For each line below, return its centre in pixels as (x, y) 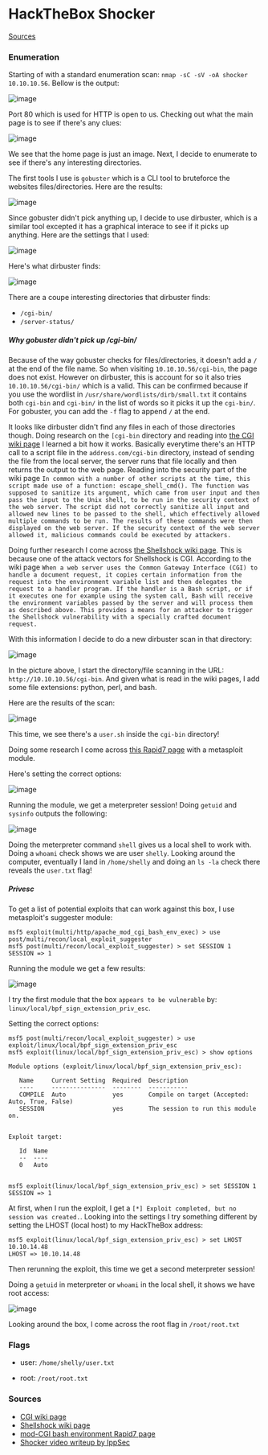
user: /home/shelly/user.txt (67, 1363)
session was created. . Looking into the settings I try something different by (133, 1217)
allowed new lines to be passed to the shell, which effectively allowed (134, 514)
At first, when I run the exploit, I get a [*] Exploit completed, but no (122, 1208)
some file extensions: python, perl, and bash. (83, 688)
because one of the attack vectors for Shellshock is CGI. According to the (130, 559)
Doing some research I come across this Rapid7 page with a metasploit (126, 750)
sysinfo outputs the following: (58, 814)
